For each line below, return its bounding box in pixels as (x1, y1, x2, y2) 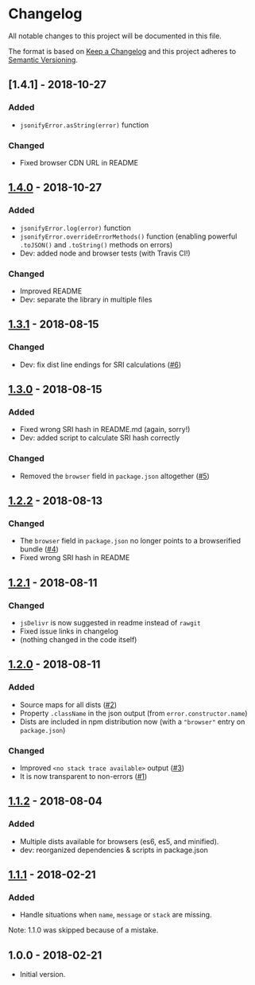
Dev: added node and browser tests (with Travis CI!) (19, 248, 191, 258)
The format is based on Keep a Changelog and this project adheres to (8, 46, 237, 56)
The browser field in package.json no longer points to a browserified (19, 536, 241, 546)
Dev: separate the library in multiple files (19, 294, 153, 304)
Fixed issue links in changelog (19, 626, 119, 636)
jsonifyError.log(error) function (19, 223, 131, 232)
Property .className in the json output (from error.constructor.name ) (19, 708, 248, 718)
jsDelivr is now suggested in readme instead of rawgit (19, 617, 201, 627)
